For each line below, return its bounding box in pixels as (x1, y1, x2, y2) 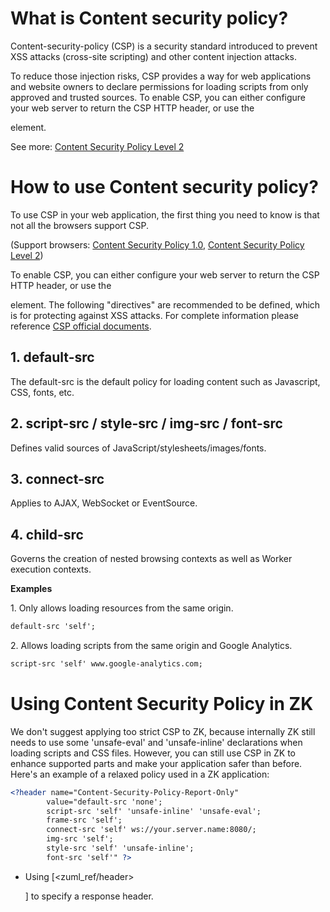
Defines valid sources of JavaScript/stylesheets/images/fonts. (10, 442, 267, 454)
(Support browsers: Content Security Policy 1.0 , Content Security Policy (10, 238, 305, 251)
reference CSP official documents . (10, 320, 152, 332)
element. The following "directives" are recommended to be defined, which (10, 298, 321, 311)
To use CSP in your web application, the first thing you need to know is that (10, 208, 320, 221)
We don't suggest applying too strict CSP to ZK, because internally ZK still (10, 725, 316, 737)
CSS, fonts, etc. (10, 386, 75, 398)
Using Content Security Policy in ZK (10, 693, 314, 716)
